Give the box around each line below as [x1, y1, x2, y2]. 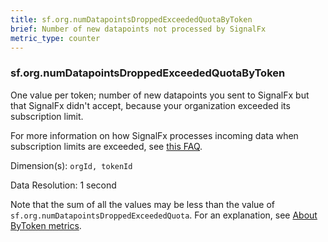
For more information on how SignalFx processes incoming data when [10, 129, 299, 141]
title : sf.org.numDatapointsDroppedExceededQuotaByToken [10, 14, 253, 25]
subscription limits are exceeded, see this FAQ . [10, 140, 203, 152]
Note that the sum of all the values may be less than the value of [10, 198, 275, 210]
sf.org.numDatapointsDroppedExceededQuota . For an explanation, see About [10, 209, 318, 221]
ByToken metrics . [10, 219, 82, 231]
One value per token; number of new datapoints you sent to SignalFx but [10, 89, 310, 101]
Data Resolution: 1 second [10, 179, 117, 191]
